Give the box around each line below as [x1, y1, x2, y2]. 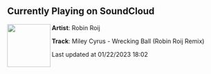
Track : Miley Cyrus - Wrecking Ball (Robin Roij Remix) [51, 37, 205, 45]
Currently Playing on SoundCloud [7, 5, 155, 17]
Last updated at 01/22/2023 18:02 [51, 50, 149, 58]
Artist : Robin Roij [51, 23, 100, 32]
